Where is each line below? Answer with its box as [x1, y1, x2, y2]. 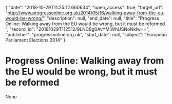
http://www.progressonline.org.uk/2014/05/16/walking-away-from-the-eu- [7, 10, 165, 16]
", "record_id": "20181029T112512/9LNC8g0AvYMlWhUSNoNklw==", [5, 26, 150, 32]
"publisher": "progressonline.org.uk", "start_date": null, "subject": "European [5, 32, 167, 37]
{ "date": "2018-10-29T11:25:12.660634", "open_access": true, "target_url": [5, 5, 164, 10]
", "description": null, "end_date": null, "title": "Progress [43, 15, 159, 21]
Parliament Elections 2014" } [5, 37, 66, 43]
